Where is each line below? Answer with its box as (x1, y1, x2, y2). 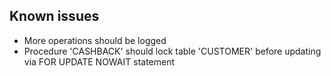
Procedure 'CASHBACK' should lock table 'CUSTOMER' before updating (23, 45, 322, 57)
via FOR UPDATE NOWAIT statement (23, 55, 176, 68)
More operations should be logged (23, 34, 167, 46)
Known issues (9, 8, 100, 25)
